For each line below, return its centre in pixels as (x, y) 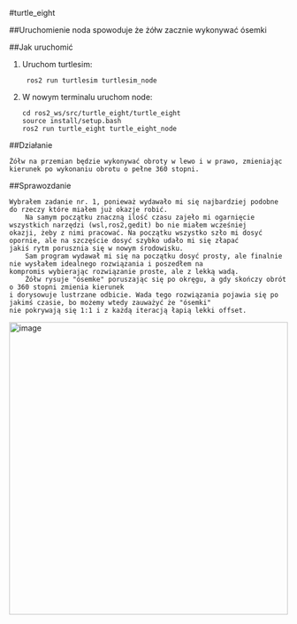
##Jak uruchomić (41, 47)
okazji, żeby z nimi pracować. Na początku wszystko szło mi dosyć (136, 233)
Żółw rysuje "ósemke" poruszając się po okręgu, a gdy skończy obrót (156, 279)
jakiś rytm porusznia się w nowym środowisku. (96, 248)
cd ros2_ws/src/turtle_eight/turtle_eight (101, 113)
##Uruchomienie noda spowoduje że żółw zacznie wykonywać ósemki (138, 30)
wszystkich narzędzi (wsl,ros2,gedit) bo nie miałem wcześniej (128, 225)
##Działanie (31, 145)
